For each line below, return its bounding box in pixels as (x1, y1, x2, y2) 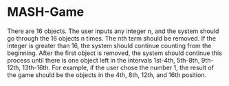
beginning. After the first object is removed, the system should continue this (7, 49, 222, 57)
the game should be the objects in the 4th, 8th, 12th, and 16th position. (7, 70, 207, 79)
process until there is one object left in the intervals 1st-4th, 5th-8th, (7, 56, 200, 64)
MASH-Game (7, 4, 85, 20)
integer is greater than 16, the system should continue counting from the (7, 41, 212, 50)
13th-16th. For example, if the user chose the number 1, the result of (22, 63, 215, 72)
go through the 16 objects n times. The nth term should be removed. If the (7, 34, 217, 42)
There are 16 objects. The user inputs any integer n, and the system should (7, 27, 219, 35)
